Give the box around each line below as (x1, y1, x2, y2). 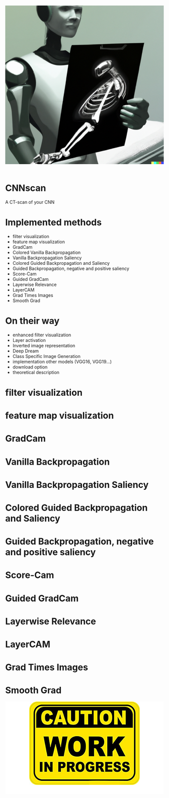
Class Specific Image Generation (12, 353, 80, 359)
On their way (5, 315, 60, 327)
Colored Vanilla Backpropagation (12, 249, 81, 255)
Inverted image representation (12, 342, 75, 348)
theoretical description (12, 369, 59, 375)
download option (12, 364, 48, 370)
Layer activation (12, 337, 46, 343)
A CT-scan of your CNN (5, 199, 55, 205)
